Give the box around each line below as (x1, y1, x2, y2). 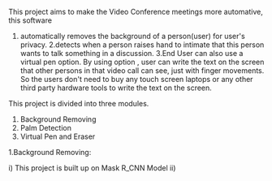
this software (8, 15, 53, 25)
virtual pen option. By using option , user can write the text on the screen (19, 57, 265, 67)
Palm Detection (19, 123, 71, 132)
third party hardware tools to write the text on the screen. (19, 83, 213, 93)
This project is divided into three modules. (8, 99, 149, 108)
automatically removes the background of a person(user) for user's (19, 32, 245, 41)
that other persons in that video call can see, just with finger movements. (19, 66, 265, 75)
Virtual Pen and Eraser (19, 131, 96, 141)
